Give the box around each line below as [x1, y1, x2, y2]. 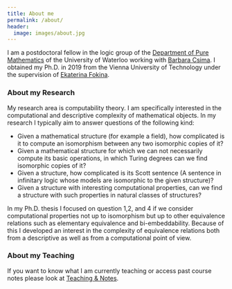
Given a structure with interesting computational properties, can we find [17, 183, 223, 191]
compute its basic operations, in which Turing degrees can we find [17, 154, 208, 162]
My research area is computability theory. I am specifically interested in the [7, 103, 222, 112]
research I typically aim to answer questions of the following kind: [7, 119, 195, 127]
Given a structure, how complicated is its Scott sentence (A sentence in [17, 168, 222, 177]
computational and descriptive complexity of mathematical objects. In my [7, 111, 217, 119]
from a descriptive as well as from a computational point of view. [7, 234, 192, 242]
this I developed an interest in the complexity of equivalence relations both [7, 226, 220, 234]
